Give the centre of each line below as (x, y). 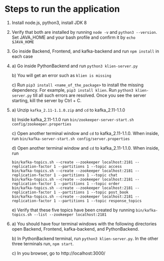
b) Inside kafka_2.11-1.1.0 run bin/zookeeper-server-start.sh (73, 119)
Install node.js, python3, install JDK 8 (49, 23)
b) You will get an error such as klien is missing (61, 75)
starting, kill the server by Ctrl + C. (46, 100)
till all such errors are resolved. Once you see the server (90, 95)
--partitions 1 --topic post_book (93, 192)
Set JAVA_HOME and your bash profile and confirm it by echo (73, 37)
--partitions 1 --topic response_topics (100, 201)
